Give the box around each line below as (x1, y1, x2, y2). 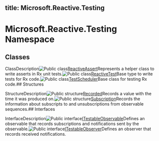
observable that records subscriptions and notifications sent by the (5, 121, 139, 127)
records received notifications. (5, 131, 66, 137)
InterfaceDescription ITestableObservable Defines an (5, 116, 145, 122)
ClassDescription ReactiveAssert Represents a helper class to (5, 66, 155, 72)
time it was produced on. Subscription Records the (5, 96, 141, 102)
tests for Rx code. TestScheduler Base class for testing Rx (5, 76, 147, 82)
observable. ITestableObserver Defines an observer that (5, 126, 151, 132)
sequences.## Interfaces (5, 106, 55, 112)
